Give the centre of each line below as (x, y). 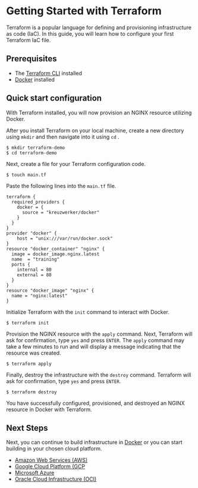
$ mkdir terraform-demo (36, 148)
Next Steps (27, 428)
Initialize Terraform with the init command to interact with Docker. (88, 312)
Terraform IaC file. (29, 40)
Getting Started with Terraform (84, 11)
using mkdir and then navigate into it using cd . (63, 137)
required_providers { (38, 202)
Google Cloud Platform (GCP (50, 467)
